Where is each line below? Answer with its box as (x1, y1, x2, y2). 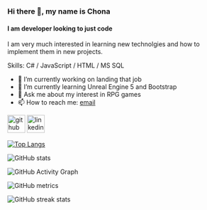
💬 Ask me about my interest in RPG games (17, 90, 142, 99)
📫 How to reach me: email (17, 98, 96, 107)
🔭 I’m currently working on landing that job (17, 75, 142, 84)
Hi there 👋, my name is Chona (7, 6, 111, 16)
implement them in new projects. (7, 48, 103, 56)
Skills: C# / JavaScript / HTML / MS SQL (7, 61, 125, 70)
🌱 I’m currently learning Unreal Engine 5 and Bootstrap (17, 83, 177, 91)
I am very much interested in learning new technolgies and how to (7, 40, 200, 48)
